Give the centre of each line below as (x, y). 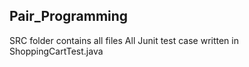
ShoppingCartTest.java (56, 51)
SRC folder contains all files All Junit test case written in (124, 40)
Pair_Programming (69, 16)
